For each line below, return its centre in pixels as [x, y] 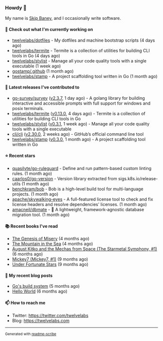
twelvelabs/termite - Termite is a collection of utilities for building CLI [81, 50]
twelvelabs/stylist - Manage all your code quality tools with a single [79, 61]
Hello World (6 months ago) [40, 291]
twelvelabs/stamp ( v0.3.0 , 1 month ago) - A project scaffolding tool [79, 139]
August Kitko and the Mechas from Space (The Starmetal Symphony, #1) [85, 249]
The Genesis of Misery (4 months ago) [51, 239]
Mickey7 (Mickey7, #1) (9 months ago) [50, 259]
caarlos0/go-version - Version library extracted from [65, 178]
